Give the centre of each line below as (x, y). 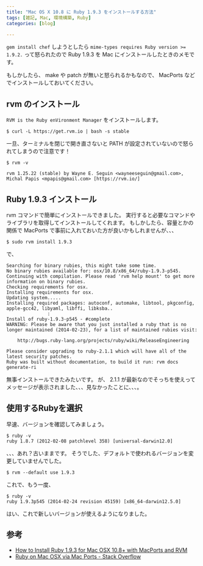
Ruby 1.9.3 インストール (52, 199)
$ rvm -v (17, 163)
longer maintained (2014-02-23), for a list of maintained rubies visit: (102, 330)
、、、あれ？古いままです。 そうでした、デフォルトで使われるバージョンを (98, 453)
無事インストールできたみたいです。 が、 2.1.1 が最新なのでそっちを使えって (101, 379)
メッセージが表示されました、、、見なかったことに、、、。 (74, 387)
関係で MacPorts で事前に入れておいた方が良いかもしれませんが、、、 (92, 230)
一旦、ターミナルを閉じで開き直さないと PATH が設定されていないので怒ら (100, 144)
